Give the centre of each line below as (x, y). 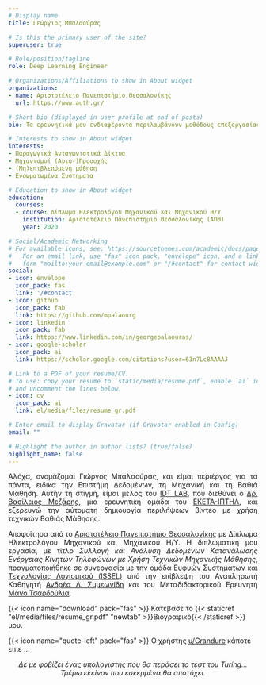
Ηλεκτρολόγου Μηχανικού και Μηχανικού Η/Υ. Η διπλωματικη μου (133, 543)
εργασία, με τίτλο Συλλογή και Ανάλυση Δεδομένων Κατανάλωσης (133, 551)
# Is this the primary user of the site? (78, 37)
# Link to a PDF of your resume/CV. (68, 374)
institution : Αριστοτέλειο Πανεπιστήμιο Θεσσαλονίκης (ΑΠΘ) (123, 220)
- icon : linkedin (37, 322)
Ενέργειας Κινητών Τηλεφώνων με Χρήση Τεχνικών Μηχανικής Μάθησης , (133, 560)
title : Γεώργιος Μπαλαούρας (55, 23)
